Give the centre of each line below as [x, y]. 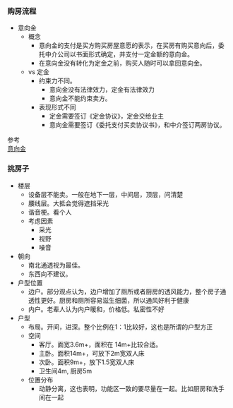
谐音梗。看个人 [50, 212]
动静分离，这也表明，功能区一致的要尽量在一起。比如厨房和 [125, 388]
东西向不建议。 [50, 274]
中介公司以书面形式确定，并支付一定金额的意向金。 [119, 54]
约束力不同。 [57, 81]
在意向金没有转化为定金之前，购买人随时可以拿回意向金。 [122, 63]
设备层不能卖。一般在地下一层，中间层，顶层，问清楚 [106, 194]
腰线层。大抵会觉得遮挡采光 [68, 203]
